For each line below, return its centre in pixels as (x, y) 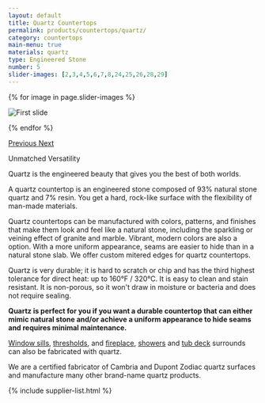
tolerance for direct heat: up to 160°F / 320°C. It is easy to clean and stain (128, 279)
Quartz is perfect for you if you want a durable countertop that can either (131, 310)
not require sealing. (40, 295)
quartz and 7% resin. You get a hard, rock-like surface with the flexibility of (131, 197)
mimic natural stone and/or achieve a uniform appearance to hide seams (130, 319)
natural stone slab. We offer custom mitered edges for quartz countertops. (129, 255)
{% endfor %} (31, 127)
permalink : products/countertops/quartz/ (78, 30)
